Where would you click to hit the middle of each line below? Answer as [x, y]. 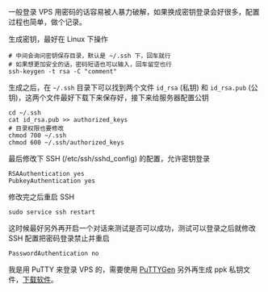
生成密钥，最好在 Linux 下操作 [59, 39]
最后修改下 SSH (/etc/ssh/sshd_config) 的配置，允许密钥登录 [109, 159]
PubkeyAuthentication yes [52, 181]
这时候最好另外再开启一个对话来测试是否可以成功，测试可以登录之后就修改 [132, 228]
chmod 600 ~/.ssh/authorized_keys [67, 143]
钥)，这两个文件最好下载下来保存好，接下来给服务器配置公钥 [109, 98]
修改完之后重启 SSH [42, 197]
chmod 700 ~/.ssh [38, 136]
